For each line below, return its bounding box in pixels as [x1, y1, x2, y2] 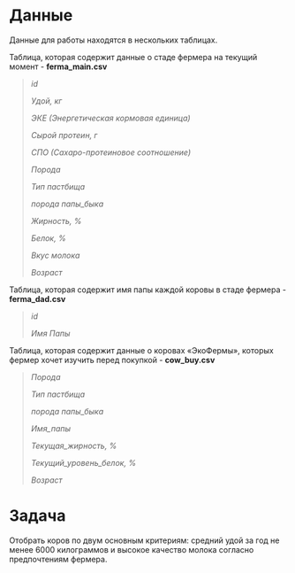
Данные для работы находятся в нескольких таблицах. [9, 35, 218, 45]
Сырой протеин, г [30, 129, 98, 140]
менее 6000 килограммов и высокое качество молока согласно [9, 544, 254, 554]
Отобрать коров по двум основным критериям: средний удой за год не [9, 535, 280, 546]
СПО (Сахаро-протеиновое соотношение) [30, 147, 192, 158]
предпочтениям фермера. [9, 554, 108, 564]
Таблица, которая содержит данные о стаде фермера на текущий [9, 51, 258, 62]
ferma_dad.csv [9, 293, 66, 304]
